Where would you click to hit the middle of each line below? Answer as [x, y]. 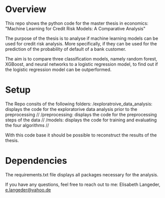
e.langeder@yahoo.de [28, 189]
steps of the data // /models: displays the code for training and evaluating [81, 120]
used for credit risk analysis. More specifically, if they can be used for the [81, 43]
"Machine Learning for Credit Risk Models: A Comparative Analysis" [75, 28]
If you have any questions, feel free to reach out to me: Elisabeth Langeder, [83, 184]
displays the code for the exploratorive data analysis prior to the [71, 109]
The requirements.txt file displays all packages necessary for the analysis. [82, 174]
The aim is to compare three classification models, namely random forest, [81, 58]
